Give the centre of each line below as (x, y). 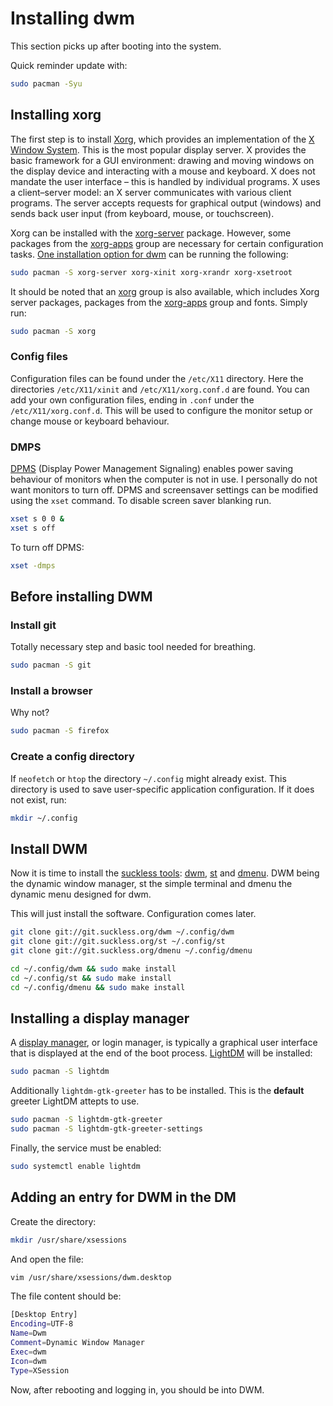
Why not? (30, 713)
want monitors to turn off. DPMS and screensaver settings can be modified (164, 489)
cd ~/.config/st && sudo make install (91, 978)
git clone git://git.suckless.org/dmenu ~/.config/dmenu (131, 951)
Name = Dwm (28, 1333)
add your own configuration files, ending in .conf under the (132, 399)
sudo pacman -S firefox (60, 731)
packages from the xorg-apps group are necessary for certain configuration (167, 243)
